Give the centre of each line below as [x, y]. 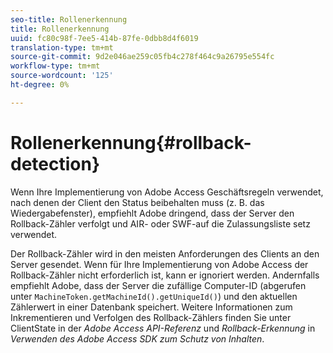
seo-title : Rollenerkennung [69, 19]
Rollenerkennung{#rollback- [131, 142]
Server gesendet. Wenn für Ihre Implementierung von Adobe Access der [159, 264]
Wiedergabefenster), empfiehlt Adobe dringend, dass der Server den [152, 213]
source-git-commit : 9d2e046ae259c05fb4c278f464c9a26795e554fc [142, 57]
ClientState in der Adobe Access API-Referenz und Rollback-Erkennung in [163, 328]
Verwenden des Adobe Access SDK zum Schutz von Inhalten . [137, 338]
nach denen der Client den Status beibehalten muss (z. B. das [137, 202]
